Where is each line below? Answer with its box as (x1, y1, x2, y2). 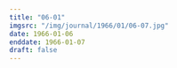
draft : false (9, 46, 58, 55)
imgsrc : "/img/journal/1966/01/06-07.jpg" (9, 21, 169, 30)
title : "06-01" (9, 12, 66, 22)
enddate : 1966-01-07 (9, 37, 86, 47)
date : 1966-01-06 (9, 29, 74, 38)
